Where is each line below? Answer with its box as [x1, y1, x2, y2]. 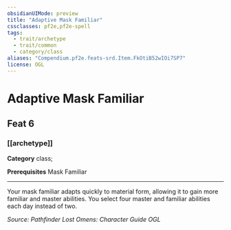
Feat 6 [7, 118, 34, 130]
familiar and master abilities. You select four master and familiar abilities [7, 194, 211, 203]
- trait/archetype [13, 36, 67, 43]
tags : [7, 29, 23, 36]
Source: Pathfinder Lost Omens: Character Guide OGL [7, 215, 161, 223]
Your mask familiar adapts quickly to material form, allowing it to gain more [7, 187, 219, 196]
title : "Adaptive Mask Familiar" [7, 16, 103, 23]
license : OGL [7, 61, 45, 68]
